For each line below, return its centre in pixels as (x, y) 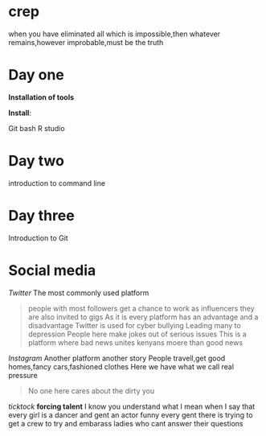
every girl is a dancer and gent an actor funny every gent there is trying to (131, 415)
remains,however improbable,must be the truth (86, 42)
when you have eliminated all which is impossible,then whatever (115, 34)
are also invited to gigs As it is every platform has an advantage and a (143, 317)
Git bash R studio (37, 128)
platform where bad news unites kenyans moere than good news (135, 342)
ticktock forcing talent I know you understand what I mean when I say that (132, 406)
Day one (36, 75)
